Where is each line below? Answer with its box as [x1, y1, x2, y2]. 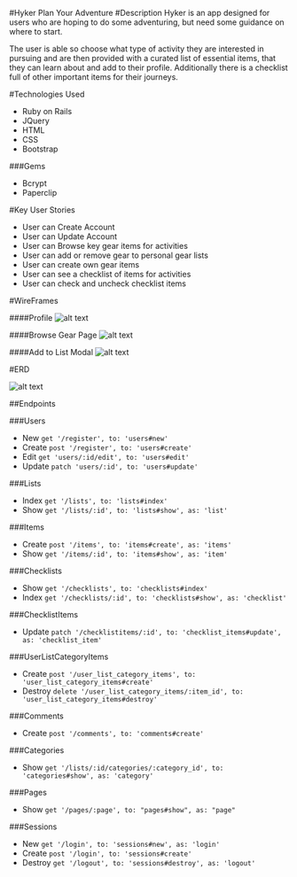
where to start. [9, 27, 63, 36]
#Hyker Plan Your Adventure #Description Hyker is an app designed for [9, 8, 270, 18]
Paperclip [21, 188, 58, 198]
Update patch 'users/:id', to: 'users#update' [21, 461, 199, 471]
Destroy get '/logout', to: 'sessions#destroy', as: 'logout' [21, 858, 256, 867]
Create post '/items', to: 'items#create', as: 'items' [21, 539, 232, 549]
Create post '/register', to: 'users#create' [21, 442, 192, 453]
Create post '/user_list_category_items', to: [21, 669, 197, 679]
